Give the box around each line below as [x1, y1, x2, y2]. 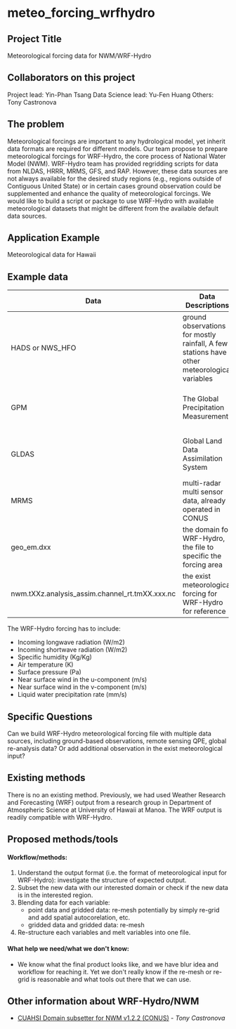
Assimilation [182, 454, 223, 464]
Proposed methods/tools [7, 834, 119, 846]
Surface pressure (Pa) [17, 668, 82, 676]
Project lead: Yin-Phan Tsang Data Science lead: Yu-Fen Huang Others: [7, 90, 214, 99]
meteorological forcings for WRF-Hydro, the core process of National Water [7, 152, 226, 160]
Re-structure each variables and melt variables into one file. [17, 929, 191, 937]
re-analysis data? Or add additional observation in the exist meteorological [7, 745, 223, 753]
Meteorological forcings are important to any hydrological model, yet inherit [7, 137, 226, 145]
